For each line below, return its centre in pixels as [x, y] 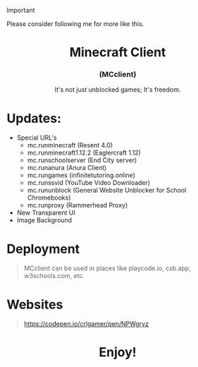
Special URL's [37, 138]
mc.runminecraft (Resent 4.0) [70, 145]
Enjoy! [118, 353]
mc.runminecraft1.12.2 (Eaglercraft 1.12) [84, 153]
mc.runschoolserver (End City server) [82, 160]
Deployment [43, 249]
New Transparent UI [46, 213]
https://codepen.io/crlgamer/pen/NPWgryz [86, 324]
